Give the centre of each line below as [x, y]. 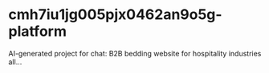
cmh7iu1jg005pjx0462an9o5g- [115, 15]
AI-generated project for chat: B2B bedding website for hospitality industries [135, 53]
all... [15, 62]
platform [37, 31]
